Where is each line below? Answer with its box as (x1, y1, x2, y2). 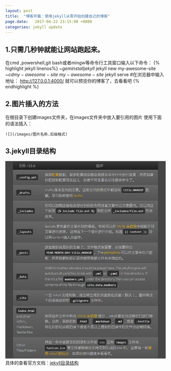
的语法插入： (5, 120, 32, 127)
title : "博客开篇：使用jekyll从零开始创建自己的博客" (5, 13, 110, 19)
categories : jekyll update (5, 24, 63, 30)
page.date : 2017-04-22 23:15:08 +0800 (5, 19, 93, 24)
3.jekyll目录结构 (5, 147, 56, 156)
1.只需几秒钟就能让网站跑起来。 (5, 45, 104, 54)
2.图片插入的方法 (5, 100, 59, 108)
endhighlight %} (5, 84, 39, 90)
